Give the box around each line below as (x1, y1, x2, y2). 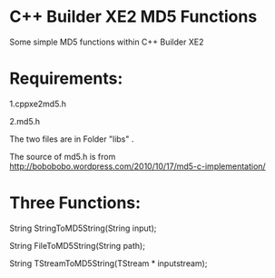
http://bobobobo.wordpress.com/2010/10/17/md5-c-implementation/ (9, 161, 266, 172)
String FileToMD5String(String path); (9, 240, 145, 251)
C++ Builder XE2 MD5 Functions (9, 6, 258, 27)
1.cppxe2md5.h (9, 98, 66, 109)
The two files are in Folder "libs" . (9, 134, 134, 144)
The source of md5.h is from (9, 151, 116, 162)
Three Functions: (9, 193, 142, 213)
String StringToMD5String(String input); (9, 223, 157, 233)
